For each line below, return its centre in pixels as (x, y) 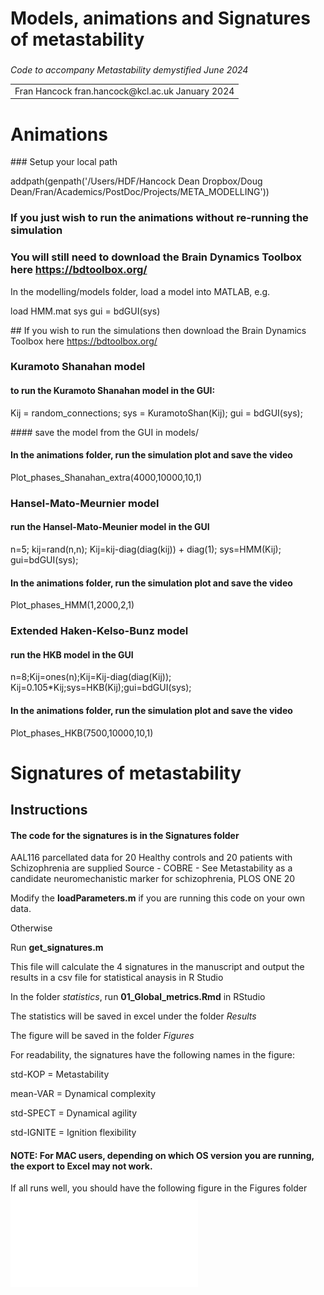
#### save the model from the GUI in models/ (104, 432)
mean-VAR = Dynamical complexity (83, 1094)
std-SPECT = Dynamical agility (74, 1113)
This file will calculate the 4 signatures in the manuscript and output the (157, 967)
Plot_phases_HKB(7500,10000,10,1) (82, 733)
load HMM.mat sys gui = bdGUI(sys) (85, 311)
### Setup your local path (64, 162)
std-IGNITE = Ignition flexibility (73, 1133)
